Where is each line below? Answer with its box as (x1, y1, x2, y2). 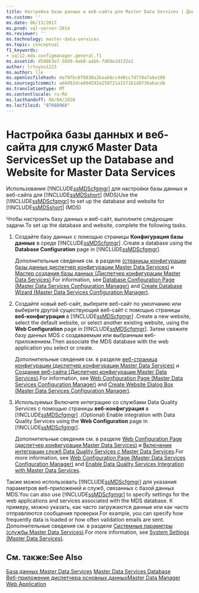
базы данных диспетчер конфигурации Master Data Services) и (14, 264, 174, 271)
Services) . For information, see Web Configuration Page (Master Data (14, 374, 183, 382)
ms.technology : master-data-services (6, 36, 99, 42)
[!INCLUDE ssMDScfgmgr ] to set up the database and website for (6, 198, 165, 205)
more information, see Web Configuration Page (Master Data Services (14, 454, 186, 461)
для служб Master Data (38, 140, 158, 154)
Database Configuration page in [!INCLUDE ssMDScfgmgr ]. (14, 246, 161, 253)
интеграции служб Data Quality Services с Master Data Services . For (14, 448, 184, 455)
